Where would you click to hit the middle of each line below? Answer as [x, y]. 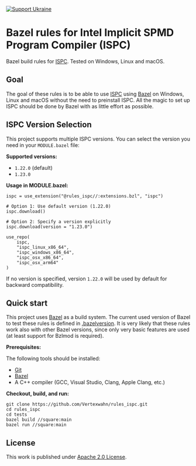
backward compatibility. [35, 285]
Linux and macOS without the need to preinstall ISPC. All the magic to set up [98, 100]
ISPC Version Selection [49, 125]
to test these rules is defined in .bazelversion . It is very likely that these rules [98, 323]
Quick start [27, 303]
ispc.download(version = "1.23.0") [49, 227]
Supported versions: [32, 156]
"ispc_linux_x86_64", [43, 247]
